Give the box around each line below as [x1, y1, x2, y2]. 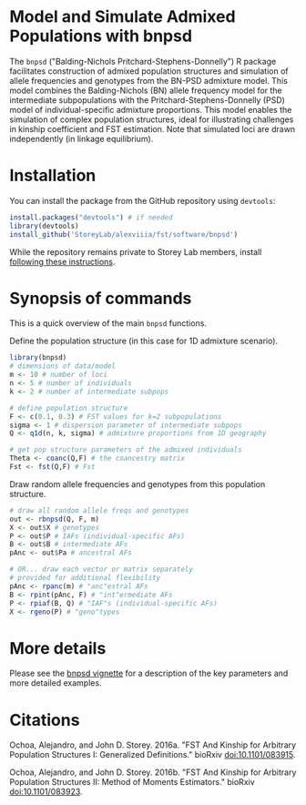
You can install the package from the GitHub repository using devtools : [9, 195, 276, 206]
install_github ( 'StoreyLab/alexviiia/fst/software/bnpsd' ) [9, 229, 239, 239]
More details [9, 637, 107, 658]
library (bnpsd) [9, 353, 67, 362]
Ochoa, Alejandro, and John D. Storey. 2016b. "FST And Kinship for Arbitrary [9, 767, 297, 778]
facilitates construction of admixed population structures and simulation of [9, 66, 289, 76]
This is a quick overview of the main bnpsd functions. [9, 318, 208, 329]
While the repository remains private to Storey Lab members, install [9, 246, 262, 257]
